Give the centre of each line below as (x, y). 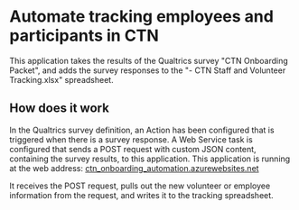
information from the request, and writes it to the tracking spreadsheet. (141, 195)
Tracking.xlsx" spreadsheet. (62, 79)
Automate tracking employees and (141, 17)
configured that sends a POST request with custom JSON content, (133, 149)
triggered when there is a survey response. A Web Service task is (131, 139)
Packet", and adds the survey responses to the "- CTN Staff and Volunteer (148, 70)
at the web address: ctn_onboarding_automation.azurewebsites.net (134, 168)
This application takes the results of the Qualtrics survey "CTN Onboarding (149, 60)
